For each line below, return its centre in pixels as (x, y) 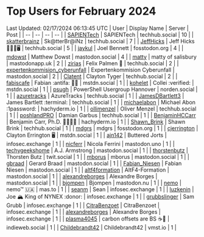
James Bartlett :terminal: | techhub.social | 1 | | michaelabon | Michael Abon (101, 102)
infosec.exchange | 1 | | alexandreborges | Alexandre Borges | (84, 211)
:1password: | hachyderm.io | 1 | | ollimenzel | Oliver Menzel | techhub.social (101, 109)
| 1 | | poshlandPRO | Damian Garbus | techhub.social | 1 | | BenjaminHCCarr (101, 115)
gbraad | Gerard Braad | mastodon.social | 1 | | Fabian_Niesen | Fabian (94, 163)
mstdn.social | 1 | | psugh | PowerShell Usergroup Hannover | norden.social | (102, 89)
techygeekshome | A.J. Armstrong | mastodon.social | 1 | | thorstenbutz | (97, 150)
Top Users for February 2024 (81, 11)
